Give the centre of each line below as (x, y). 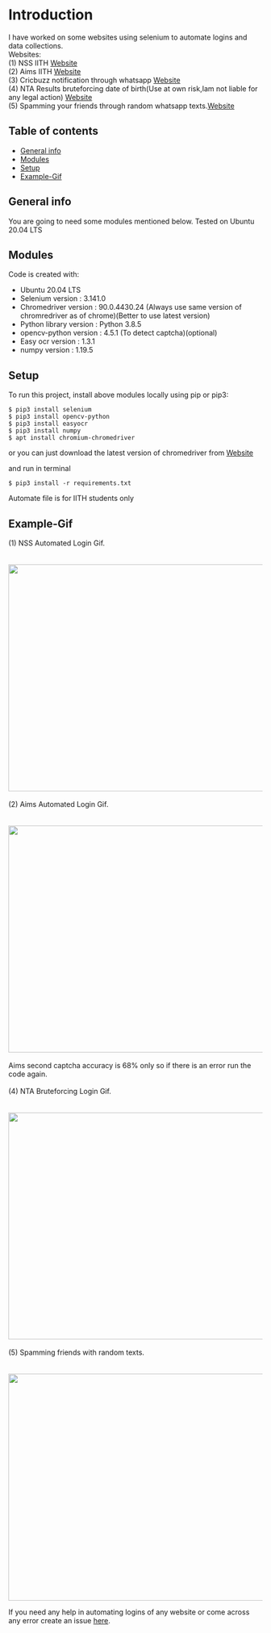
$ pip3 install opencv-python (59, 417)
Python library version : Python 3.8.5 (81, 324)
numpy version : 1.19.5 (56, 350)
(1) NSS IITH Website (43, 63)
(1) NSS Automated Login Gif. (57, 543)
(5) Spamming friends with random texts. (77, 1352)
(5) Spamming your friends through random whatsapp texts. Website (122, 106)
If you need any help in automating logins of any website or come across (129, 1612)
